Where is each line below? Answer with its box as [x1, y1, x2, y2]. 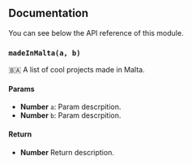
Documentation [8, 7, 89, 20]
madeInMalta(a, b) [8, 48, 81, 58]
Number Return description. [19, 147, 115, 157]
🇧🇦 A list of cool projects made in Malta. [8, 65, 146, 75]
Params [8, 84, 35, 93]
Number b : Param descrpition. [19, 111, 122, 120]
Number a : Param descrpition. [19, 102, 122, 112]
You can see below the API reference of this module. [8, 28, 184, 37]
